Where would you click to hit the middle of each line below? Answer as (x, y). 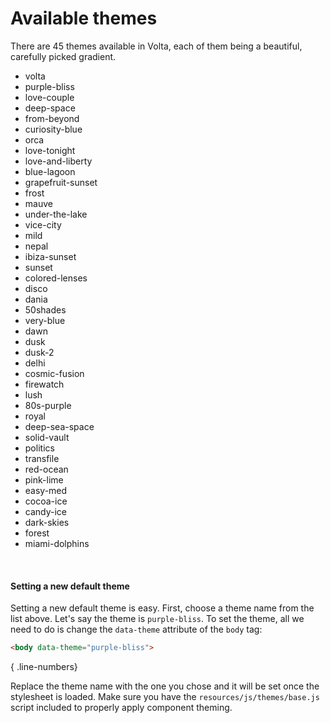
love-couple (49, 97)
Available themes (84, 18)
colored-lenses (56, 278)
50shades (45, 309)
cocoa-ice (46, 501)
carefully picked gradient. (63, 56)
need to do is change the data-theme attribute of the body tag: (136, 629)
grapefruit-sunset (61, 182)
